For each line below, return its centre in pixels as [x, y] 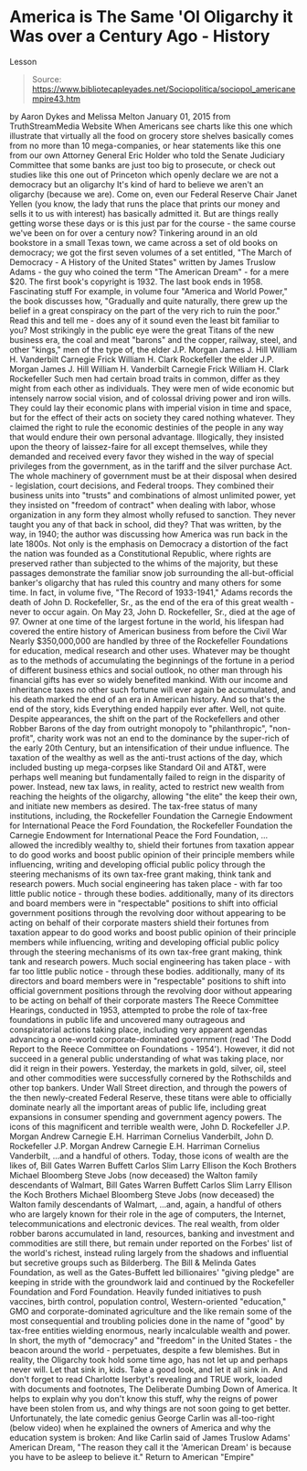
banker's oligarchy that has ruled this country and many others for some [145, 582]
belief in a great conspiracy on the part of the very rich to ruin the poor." [145, 310]
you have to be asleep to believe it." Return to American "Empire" [132, 1456]
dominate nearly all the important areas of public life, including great [138, 1107]
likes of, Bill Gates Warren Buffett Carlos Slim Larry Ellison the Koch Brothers [153, 1165]
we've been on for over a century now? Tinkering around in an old [133, 233]
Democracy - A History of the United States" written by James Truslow [143, 261]
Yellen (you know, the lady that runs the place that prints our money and [145, 204]
